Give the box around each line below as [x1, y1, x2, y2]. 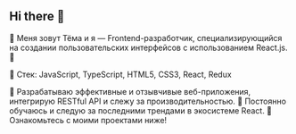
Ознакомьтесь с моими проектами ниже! [9, 114, 168, 125]
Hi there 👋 [9, 9, 65, 24]
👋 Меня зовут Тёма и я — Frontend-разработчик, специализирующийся [9, 32, 283, 43]
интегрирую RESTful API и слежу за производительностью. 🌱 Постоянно [9, 96, 287, 106]
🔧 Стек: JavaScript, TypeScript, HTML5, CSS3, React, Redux [9, 69, 232, 80]
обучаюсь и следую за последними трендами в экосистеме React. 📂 [9, 105, 273, 116]
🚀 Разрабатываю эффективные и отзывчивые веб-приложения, [9, 86, 251, 96]
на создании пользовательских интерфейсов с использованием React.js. [9, 42, 288, 53]
